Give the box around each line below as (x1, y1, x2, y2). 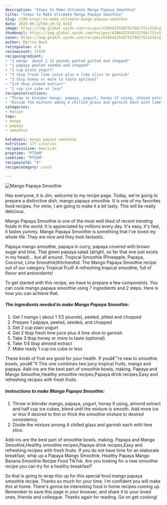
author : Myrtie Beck (5, 40, 48, 45)
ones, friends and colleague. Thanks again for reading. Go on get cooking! (5, 494, 158, 500)
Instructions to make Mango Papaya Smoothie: (5, 388, 105, 394)
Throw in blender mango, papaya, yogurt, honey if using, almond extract (12, 401, 161, 407)
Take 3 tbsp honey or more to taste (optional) (12, 335, 105, 341)
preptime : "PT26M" (5, 151, 43, 156)
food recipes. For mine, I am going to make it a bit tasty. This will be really (5, 203, 156, 209)
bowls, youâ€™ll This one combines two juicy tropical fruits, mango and (5, 361, 151, 367)
